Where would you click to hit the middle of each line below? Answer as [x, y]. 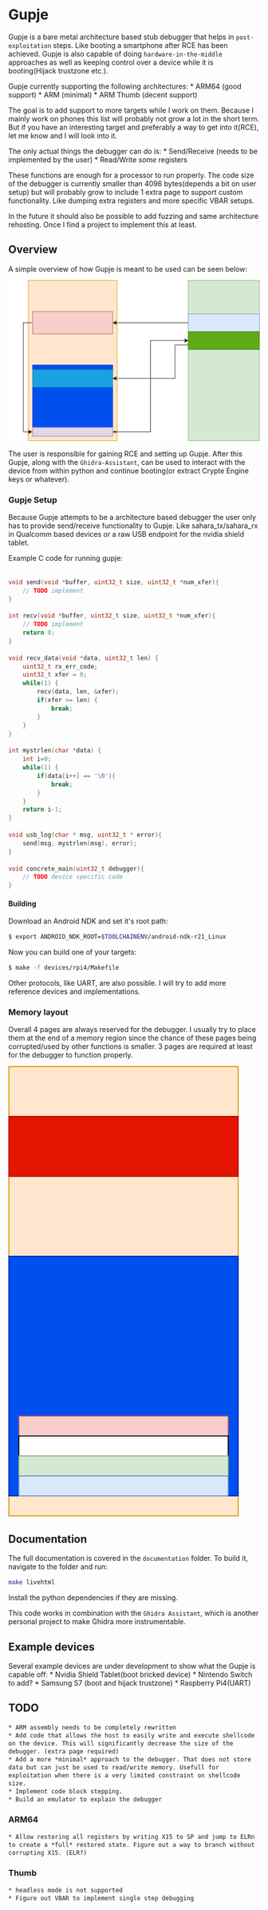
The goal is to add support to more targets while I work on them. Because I [131, 110]
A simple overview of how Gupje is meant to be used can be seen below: [128, 268]
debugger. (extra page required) [64, 1751]
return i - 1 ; [42, 810]
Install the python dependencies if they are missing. [93, 1598]
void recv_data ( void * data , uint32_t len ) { [83, 658]
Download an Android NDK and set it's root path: [89, 921]
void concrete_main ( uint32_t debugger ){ [77, 868]
